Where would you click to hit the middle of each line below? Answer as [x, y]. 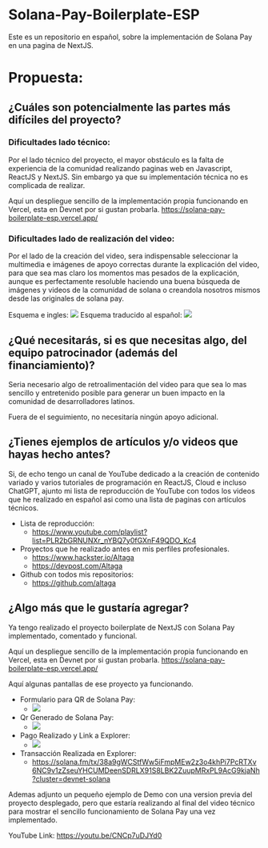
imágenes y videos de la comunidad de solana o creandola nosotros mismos [134, 290]
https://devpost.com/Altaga [77, 566]
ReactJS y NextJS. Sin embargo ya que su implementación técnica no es [128, 177]
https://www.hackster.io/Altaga [83, 557]
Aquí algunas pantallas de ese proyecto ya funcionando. [101, 684]
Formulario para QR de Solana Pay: [78, 699]
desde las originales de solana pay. [66, 298]
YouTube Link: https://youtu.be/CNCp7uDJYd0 [85, 835]
